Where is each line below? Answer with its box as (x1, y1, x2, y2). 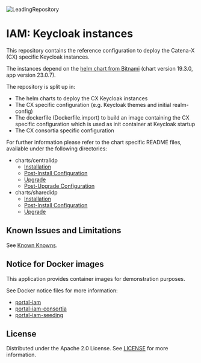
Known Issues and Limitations (6, 225, 122, 236)
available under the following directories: (6, 145, 107, 152)
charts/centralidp (14, 156, 58, 164)
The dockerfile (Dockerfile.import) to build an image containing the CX (14, 114, 190, 121)
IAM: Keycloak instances (6, 27, 134, 40)
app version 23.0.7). (6, 71, 56, 79)
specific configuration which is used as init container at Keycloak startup (14, 120, 196, 127)
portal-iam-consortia (14, 305, 67, 312)
